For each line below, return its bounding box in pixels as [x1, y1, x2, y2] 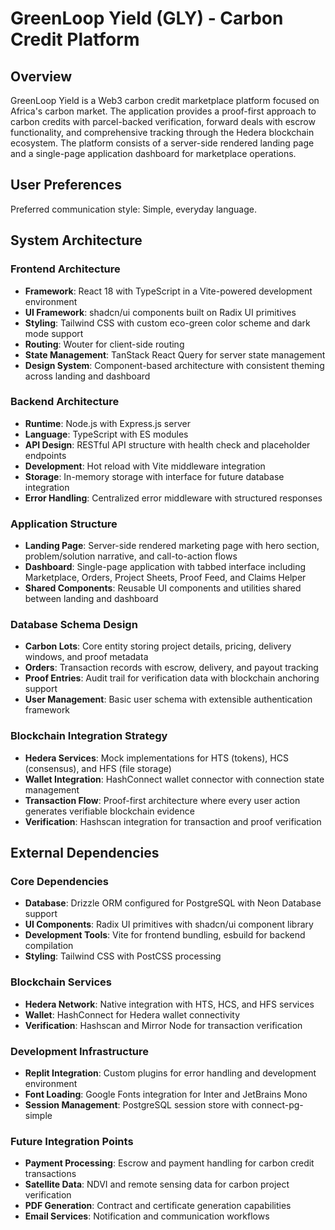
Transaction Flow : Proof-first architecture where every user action [24, 794, 301, 806]
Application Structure [10, 517, 118, 531]
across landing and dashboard [24, 370, 151, 382]
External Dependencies [10, 845, 160, 862]
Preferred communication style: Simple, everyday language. [10, 203, 257, 215]
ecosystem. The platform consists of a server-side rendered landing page [10, 137, 315, 149]
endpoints [24, 449, 67, 461]
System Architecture [10, 232, 143, 249]
